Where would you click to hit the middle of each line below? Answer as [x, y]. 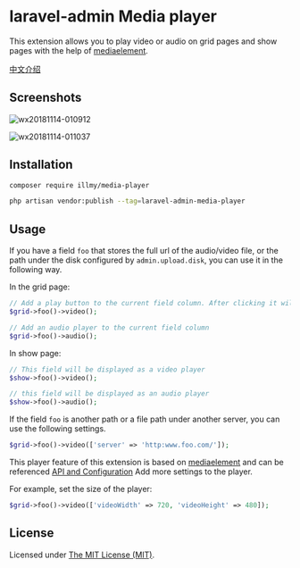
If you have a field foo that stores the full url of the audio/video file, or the [144, 251]
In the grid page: [40, 287]
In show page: [35, 353]
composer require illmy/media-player [79, 185]
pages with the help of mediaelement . [79, 50]
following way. [36, 270]
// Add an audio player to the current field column [109, 328]
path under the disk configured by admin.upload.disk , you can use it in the [146, 260]
